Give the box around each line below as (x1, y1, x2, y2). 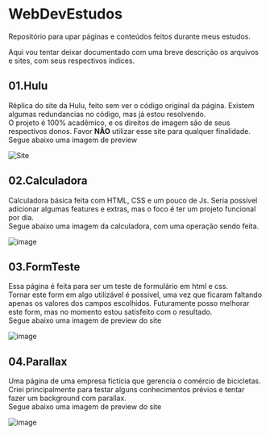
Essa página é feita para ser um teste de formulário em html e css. (8, 282, 228, 291)
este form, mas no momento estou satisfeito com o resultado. (8, 307, 213, 317)
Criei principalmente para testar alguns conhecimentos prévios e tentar (8, 385, 245, 395)
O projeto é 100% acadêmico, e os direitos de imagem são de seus (8, 118, 231, 128)
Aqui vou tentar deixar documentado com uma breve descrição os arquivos (8, 47, 260, 56)
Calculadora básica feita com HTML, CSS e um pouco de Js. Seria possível (8, 195, 258, 205)
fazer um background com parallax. (8, 393, 127, 404)
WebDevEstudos (8, 5, 123, 23)
